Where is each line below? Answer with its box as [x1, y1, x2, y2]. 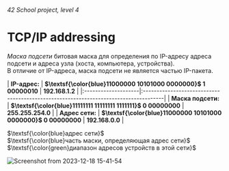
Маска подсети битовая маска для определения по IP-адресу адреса [7, 52, 212, 60]
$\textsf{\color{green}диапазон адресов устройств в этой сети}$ [7, 143, 197, 152]
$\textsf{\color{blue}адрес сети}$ [7, 129, 105, 137]
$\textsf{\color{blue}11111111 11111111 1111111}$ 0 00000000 [10, 102, 181, 110]
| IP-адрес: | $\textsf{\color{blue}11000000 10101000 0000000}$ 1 [7, 80, 206, 88]
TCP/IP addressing [7, 30, 116, 45]
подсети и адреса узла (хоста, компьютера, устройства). [7, 59, 175, 67]
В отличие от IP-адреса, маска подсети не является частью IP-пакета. [7, 66, 213, 74]
